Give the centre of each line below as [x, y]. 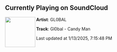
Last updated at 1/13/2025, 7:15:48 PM [74, 38]
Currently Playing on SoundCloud [57, 8]
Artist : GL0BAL [51, 19]
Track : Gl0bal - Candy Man [63, 29]
